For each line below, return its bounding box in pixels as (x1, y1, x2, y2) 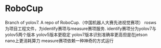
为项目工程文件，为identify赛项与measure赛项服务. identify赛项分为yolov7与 (5, 25, 157, 32)
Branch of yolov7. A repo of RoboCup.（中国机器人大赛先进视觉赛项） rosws (5, 19, 157, 25)
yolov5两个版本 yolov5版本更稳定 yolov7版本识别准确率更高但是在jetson (5, 32, 148, 37)
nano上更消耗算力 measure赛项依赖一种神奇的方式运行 (5, 37, 114, 44)
